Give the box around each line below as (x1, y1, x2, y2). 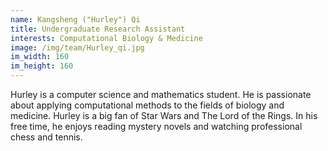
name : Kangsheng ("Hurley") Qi (10, 14, 141, 25)
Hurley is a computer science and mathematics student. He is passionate (10, 89, 312, 100)
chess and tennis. (10, 131, 83, 143)
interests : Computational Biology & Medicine (10, 33, 203, 43)
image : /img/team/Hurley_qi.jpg (10, 42, 145, 53)
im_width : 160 (10, 52, 70, 62)
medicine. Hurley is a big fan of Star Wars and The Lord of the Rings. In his (10, 110, 318, 121)
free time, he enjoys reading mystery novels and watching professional (10, 121, 303, 132)
